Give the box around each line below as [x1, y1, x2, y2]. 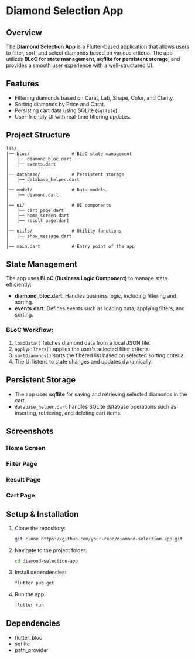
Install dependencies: [14, 569, 67, 576]
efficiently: [6, 281, 32, 288]
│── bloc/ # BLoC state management [6, 151, 132, 157]
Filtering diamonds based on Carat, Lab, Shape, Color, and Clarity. [14, 94, 175, 101]
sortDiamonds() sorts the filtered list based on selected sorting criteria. [14, 351, 186, 359]
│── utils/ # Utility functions [6, 228, 122, 234]
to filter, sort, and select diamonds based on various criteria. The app [6, 49, 173, 56]
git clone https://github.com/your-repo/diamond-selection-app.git [14, 536, 183, 542]
